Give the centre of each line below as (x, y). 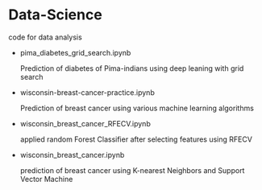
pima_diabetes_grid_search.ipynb (75, 52)
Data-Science (55, 15)
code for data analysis (45, 37)
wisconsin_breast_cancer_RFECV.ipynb (85, 123)
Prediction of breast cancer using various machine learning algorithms (137, 108)
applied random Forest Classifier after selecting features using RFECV (136, 139)
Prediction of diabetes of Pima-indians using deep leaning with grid (132, 68)
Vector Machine (46, 179)
